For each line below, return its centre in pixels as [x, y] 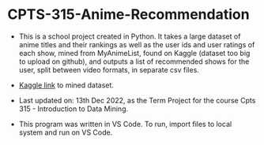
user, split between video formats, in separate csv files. [109, 69]
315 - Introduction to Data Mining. [74, 109]
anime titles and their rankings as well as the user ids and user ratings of [137, 44]
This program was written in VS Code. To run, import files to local [125, 124]
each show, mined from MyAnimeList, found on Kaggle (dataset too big [134, 53]
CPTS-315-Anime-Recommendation [128, 15]
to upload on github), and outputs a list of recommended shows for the [134, 61]
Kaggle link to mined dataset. [66, 85]
